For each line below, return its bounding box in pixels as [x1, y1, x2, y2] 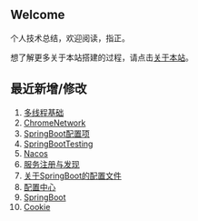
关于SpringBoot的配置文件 [23, 170, 122, 181]
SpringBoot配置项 [23, 127, 90, 139]
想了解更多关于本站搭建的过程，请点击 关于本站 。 [10, 52, 193, 63]
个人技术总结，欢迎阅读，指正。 [10, 32, 130, 44]
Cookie [23, 201, 51, 212]
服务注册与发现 [23, 158, 80, 169]
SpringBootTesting [23, 138, 94, 149]
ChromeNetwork [23, 117, 86, 128]
